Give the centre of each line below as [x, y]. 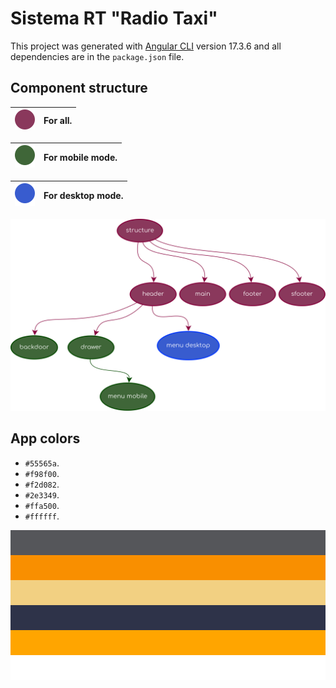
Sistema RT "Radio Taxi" [114, 18]
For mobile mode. [80, 158]
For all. [58, 121]
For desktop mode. [83, 196]
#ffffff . [42, 516]
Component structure [79, 88]
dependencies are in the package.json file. [97, 56]
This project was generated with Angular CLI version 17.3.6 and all [146, 46]
